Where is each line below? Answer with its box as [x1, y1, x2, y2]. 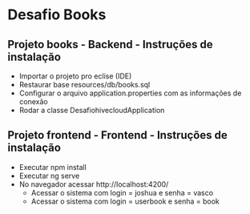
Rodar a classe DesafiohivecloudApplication [18, 106, 165, 115]
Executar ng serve [18, 171, 80, 180]
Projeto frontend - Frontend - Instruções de [7, 128, 228, 142]
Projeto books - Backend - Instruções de [7, 38, 213, 51]
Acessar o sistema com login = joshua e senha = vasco [30, 188, 214, 197]
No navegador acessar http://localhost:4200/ [18, 179, 169, 189]
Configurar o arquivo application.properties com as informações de [18, 88, 242, 98]
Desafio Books [7, 6, 107, 24]
